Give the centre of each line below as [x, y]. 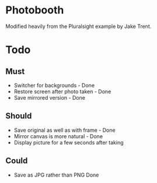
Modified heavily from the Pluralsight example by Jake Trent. [78, 26]
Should [19, 116]
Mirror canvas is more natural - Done [58, 136]
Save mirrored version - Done [50, 97]
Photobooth [35, 10]
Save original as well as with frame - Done [64, 130]
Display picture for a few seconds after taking [69, 142]
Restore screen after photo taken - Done [62, 91]
